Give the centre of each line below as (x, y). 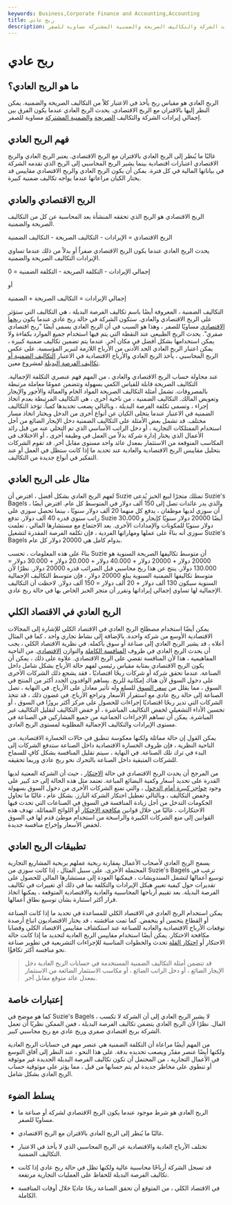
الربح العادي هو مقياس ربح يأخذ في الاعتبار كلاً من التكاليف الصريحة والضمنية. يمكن (113, 103)
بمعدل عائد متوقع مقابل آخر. (61, 978)
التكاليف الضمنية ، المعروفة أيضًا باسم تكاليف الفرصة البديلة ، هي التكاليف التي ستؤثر (116, 311)
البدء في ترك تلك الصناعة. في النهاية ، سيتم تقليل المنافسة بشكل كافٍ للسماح (107, 752)
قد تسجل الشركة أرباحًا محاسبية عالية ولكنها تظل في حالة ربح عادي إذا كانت (115, 1168)
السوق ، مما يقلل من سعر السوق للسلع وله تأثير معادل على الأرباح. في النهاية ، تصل (115, 687)
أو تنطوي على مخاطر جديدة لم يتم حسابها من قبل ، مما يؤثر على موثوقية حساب (110, 1067)
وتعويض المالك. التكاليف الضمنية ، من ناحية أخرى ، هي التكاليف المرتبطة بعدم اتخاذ (113, 398)
